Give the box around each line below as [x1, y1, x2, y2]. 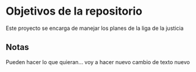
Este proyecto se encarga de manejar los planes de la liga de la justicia [5, 24, 184, 32]
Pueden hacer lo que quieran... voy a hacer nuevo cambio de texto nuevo [5, 58, 191, 65]
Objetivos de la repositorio [5, 4, 143, 18]
